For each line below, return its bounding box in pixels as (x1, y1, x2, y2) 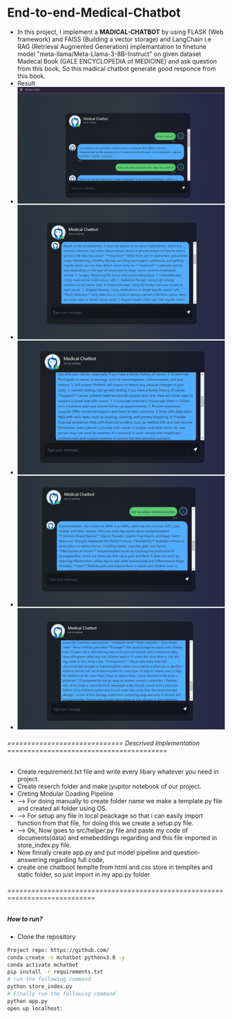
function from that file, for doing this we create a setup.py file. (17, 819, 194, 828)
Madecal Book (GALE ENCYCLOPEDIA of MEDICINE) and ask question (17, 57, 217, 65)
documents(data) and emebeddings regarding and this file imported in (17, 834, 217, 842)
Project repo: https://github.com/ (7, 946, 110, 953)
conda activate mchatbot (7, 961, 79, 969)
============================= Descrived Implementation (7, 738, 200, 747)
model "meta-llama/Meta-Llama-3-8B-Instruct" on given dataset (17, 50, 202, 58)
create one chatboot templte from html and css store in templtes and (17, 863, 213, 872)
